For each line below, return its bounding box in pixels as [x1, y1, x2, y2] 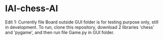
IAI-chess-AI [5, 3, 58, 14]
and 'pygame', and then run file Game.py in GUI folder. [5, 29, 115, 35]
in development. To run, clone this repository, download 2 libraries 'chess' [5, 24, 155, 30]
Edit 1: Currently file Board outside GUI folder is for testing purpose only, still [5, 19, 159, 25]
